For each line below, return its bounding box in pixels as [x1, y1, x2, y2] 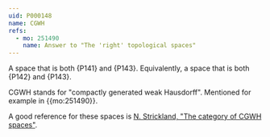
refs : [8, 26, 27, 34]
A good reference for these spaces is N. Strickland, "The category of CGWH [8, 111, 262, 121]
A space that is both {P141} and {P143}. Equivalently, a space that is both [8, 63, 250, 73]
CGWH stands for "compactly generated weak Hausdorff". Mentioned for [8, 87, 251, 97]
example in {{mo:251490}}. [8, 96, 98, 106]
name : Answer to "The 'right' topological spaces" [23, 42, 197, 50]
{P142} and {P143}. [8, 72, 73, 82]
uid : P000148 [8, 11, 52, 20]
